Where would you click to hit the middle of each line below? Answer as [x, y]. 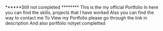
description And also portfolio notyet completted [55, 23]
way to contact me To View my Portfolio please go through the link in [76, 18]
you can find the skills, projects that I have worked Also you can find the [79, 12]
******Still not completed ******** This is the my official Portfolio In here [82, 7]
